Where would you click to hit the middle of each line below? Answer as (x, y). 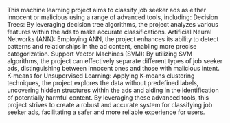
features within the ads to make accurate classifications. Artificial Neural (110, 32)
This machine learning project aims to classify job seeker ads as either (107, 10)
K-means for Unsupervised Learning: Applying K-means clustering (101, 76)
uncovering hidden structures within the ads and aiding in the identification (113, 90)
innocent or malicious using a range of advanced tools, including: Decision (113, 17)
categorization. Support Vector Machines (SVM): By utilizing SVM (100, 54)
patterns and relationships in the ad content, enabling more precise (102, 46)
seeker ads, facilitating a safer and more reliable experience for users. (106, 112)
